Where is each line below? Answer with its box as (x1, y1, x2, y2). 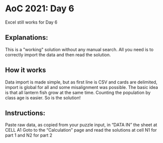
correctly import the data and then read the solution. (5, 52, 111, 57)
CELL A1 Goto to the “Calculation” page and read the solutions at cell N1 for (5, 127, 157, 133)
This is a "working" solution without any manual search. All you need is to (5, 46, 154, 52)
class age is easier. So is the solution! (5, 94, 81, 101)
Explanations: (5, 33, 48, 42)
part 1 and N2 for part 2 (5, 132, 53, 138)
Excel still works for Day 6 (5, 19, 58, 25)
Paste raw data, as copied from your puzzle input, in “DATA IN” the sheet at (5, 122, 158, 128)
